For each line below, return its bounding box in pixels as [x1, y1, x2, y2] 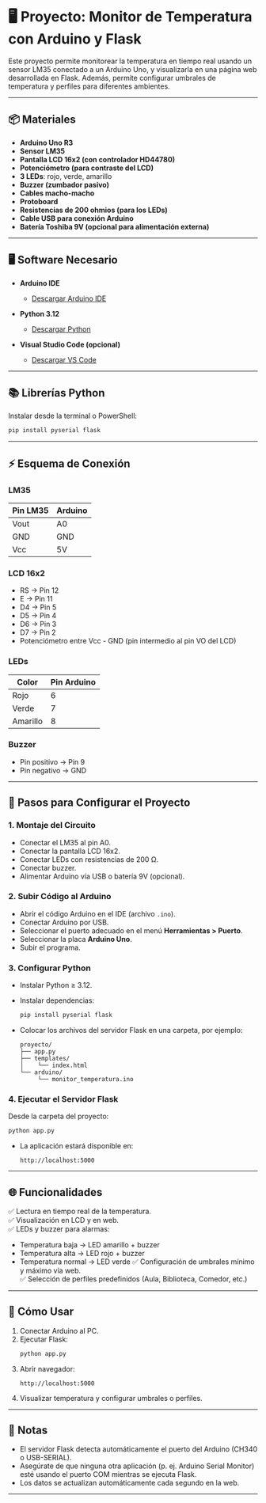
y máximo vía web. [19, 1266, 82, 1275]
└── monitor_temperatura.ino [37, 1075, 134, 1083]
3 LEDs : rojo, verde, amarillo [19, 171, 112, 180]
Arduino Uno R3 [19, 138, 74, 147]
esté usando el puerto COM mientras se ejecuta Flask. [19, 1470, 197, 1479]
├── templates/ [19, 1054, 70, 1062]
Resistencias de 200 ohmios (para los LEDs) [19, 205, 168, 214]
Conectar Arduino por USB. [19, 917, 109, 927]
